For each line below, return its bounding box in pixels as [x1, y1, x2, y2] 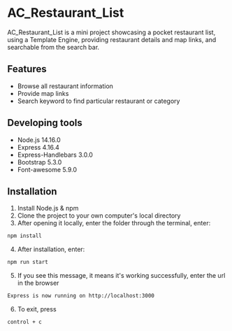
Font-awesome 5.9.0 [17, 165, 77, 174]
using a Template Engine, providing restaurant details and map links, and [7, 35, 217, 43]
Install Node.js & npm [17, 204, 79, 213]
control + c [7, 318, 42, 325]
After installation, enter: [17, 245, 85, 253]
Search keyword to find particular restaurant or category [17, 97, 180, 105]
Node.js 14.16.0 [17, 135, 61, 144]
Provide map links [17, 89, 69, 97]
